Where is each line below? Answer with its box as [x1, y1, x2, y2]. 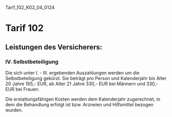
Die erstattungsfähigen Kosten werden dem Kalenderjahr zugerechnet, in [5, 96, 161, 102]
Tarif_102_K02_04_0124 [5, 5, 55, 10]
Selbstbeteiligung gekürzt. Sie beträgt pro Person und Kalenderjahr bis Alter [5, 75, 167, 81]
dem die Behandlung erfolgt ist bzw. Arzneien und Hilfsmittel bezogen [5, 101, 153, 107]
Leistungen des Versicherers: [5, 43, 102, 51]
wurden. [5, 107, 23, 113]
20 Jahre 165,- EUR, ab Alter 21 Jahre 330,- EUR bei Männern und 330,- [5, 81, 159, 87]
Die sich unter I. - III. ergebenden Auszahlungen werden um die [5, 69, 140, 76]
